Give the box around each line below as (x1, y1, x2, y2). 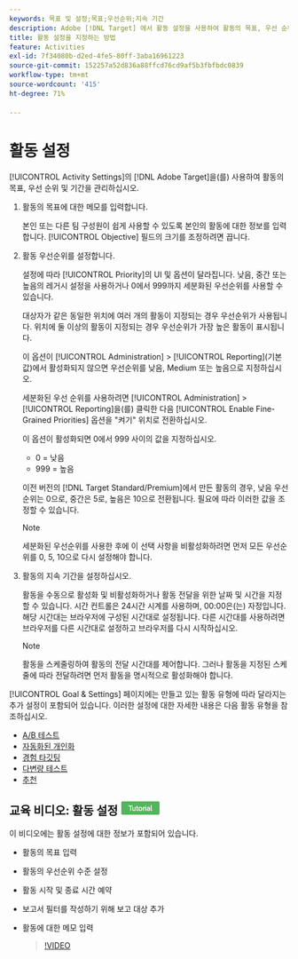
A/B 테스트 (21, 730, 60, 741)
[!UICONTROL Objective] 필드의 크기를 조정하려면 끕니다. (48, 232, 250, 242)
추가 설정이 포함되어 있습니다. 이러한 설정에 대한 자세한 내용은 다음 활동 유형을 (9, 700, 279, 710)
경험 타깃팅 (21, 752, 61, 763)
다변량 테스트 (21, 764, 68, 774)
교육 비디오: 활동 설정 (9, 803, 118, 818)
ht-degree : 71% (9, 89, 66, 98)
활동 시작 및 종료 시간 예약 (21, 884, 113, 896)
